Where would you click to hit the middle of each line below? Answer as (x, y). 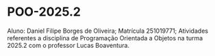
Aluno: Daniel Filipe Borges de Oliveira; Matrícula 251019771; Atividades (108, 31)
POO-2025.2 (44, 12)
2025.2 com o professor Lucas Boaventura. (68, 45)
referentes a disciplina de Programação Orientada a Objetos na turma (105, 38)
